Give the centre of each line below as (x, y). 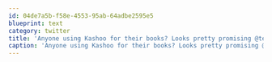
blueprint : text (36, 23)
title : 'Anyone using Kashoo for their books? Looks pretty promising (130, 38)
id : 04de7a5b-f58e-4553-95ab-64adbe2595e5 (81, 16)
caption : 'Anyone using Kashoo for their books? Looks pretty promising (134, 46)
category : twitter (39, 31)
